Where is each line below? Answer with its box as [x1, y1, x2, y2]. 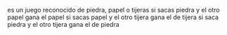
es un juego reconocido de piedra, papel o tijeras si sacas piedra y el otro [7, 6, 220, 14]
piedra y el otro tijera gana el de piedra [7, 21, 119, 28]
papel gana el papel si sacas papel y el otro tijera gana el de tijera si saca [7, 13, 219, 21]
